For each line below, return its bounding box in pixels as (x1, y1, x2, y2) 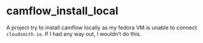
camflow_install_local (6, 4, 119, 18)
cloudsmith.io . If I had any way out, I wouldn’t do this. (6, 30, 142, 37)
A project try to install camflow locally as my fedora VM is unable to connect (6, 24, 198, 31)
